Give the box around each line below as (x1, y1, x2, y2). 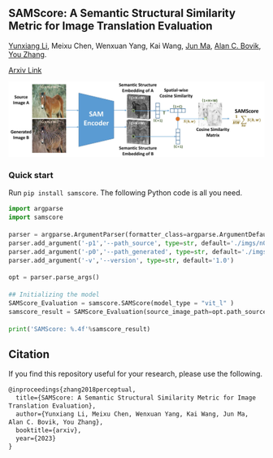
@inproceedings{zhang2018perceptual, (8, 386, 136, 394)
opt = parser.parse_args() (8, 273, 100, 281)
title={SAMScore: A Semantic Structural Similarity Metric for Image (15, 394, 256, 402)
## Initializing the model (8, 290, 100, 299)
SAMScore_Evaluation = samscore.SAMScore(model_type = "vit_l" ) (8, 299, 234, 308)
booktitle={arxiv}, (15, 426, 82, 434)
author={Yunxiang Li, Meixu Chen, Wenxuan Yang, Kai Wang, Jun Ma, (15, 410, 249, 418)
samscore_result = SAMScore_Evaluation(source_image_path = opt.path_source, (8, 308, 271, 316)
